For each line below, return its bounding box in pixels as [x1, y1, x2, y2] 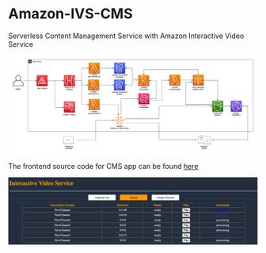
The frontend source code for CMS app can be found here [8, 162, 199, 171]
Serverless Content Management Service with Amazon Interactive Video [8, 31, 245, 40]
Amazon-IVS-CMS [8, 5, 133, 23]
